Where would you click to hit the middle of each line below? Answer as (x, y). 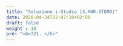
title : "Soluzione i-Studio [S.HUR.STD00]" (62, 12)
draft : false (23, 23)
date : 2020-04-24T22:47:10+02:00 (48, 17)
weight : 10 (21, 28)
